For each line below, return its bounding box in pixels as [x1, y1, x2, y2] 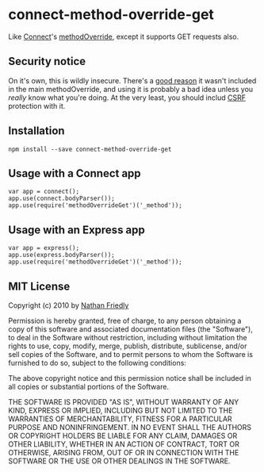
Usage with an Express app [8, 223, 145, 236]
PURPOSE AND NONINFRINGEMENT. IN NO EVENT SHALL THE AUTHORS [8, 423, 252, 432]
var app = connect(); [8, 188, 80, 196]
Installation [8, 125, 65, 138]
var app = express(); [8, 244, 80, 252]
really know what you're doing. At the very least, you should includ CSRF [8, 93, 246, 102]
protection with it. [8, 101, 66, 110]
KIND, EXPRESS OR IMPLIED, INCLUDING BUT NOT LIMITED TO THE [8, 406, 233, 415]
